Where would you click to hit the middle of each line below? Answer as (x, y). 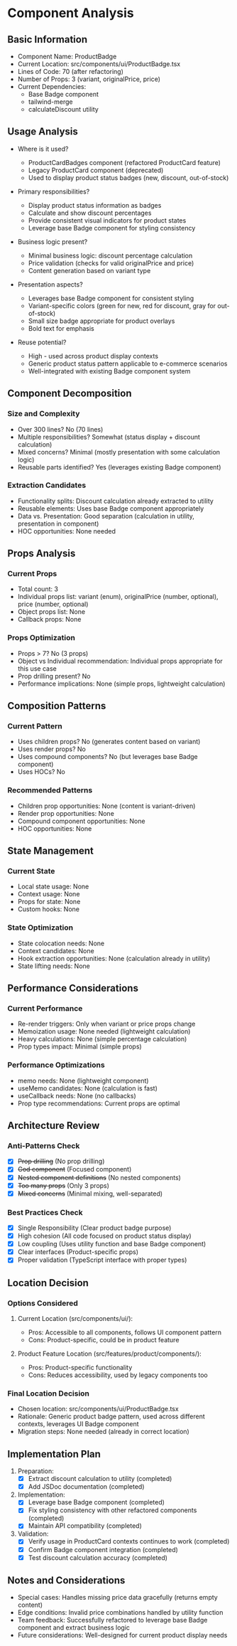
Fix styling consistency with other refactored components (112, 1510)
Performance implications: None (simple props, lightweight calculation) (121, 684)
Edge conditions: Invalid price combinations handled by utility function (120, 1613)
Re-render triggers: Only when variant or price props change (106, 1024)
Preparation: (36, 1471)
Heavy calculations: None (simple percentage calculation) (102, 1039)
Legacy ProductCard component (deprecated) (96, 170)
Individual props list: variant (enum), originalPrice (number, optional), (118, 597)
